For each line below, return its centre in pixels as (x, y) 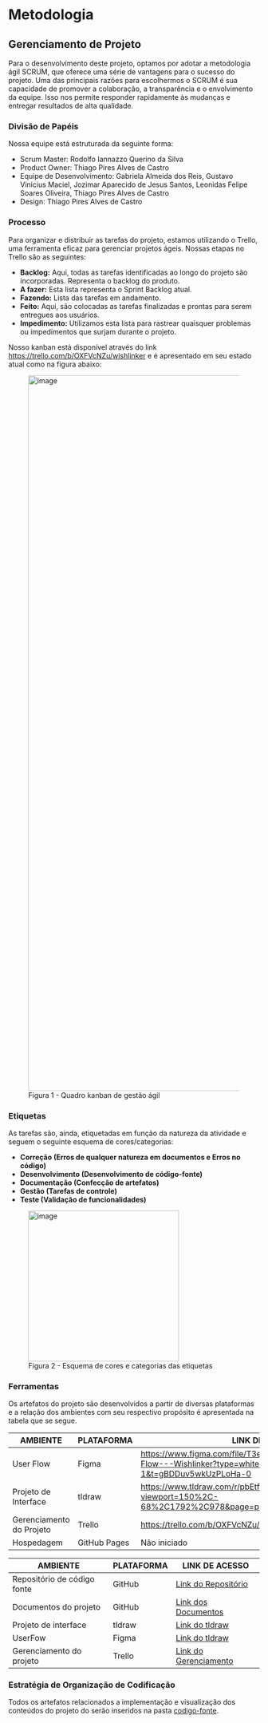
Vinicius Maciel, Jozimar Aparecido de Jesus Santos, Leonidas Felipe (134, 184)
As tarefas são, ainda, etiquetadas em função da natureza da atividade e (127, 1133)
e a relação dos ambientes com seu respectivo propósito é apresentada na (131, 1412)
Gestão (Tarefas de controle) (69, 1190)
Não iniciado (164, 1543)
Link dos (191, 1602)
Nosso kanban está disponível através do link (83, 347)
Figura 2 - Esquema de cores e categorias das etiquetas (120, 1365)
